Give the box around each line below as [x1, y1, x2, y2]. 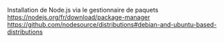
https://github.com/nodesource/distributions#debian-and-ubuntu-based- [7, 21, 217, 28]
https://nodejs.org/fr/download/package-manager [7, 13, 150, 21]
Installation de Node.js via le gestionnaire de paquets [7, 6, 159, 14]
